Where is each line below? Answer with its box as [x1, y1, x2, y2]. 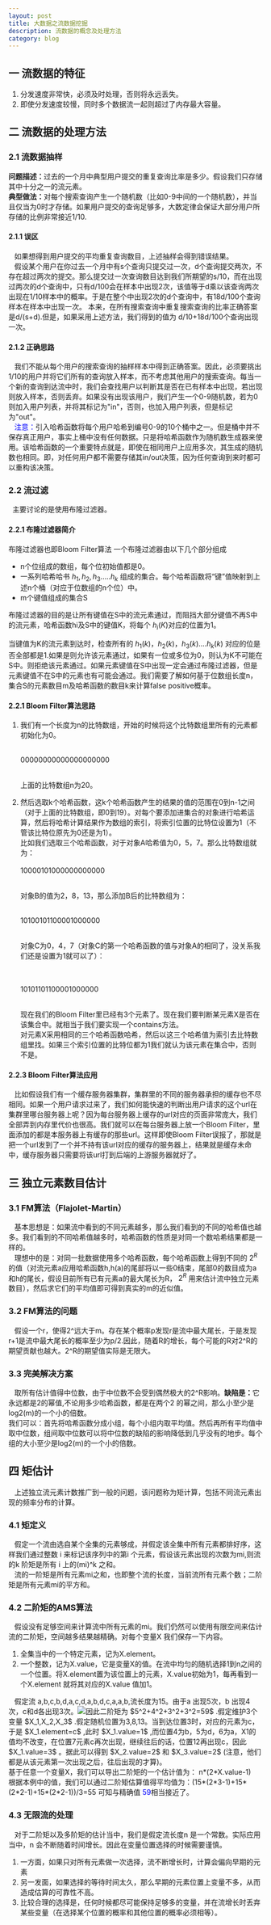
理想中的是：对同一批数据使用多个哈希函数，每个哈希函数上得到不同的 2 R [14, 1252, 258, 1262]
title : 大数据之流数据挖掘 [8, 19, 89, 27]
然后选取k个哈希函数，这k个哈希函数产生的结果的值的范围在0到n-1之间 [19, 798, 256, 807]
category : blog [8, 34, 60, 43]
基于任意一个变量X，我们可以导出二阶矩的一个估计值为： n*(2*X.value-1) [8, 1767, 252, 1777]
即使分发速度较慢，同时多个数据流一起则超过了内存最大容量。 [19, 99, 226, 109]
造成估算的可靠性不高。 [19, 1887, 98, 1897]
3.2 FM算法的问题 [8, 1306, 78, 1317]
